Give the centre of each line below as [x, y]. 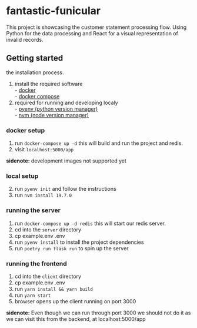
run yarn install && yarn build [54, 289]
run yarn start [33, 295]
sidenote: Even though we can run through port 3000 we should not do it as [98, 313]
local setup [22, 176]
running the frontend [36, 263]
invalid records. [25, 39]
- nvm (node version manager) [52, 115]
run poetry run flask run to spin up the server [71, 248]
